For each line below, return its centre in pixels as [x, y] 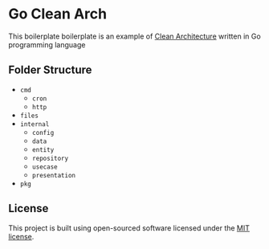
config [43, 133]
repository [50, 158]
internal [35, 124]
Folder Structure [50, 70]
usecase [45, 167]
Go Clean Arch [57, 14]
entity [43, 149]
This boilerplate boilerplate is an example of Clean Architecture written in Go [134, 36]
